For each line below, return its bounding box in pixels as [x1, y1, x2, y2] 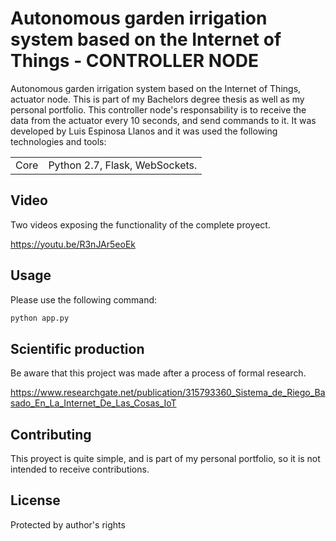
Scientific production [10, 340, 145, 357]
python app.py [10, 313, 70, 323]
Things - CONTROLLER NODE [10, 50, 259, 72]
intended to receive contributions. [10, 463, 150, 476]
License [10, 492, 61, 509]
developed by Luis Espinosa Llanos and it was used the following [10, 125, 278, 137]
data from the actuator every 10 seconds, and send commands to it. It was [10, 114, 317, 126]
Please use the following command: [10, 293, 158, 306]
